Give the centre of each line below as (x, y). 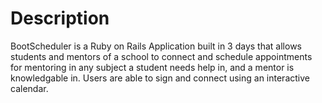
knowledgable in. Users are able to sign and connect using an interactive (160, 78)
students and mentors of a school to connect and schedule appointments (161, 56)
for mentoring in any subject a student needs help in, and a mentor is (152, 67)
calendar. (29, 88)
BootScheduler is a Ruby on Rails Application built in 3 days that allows (156, 46)
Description (60, 18)
